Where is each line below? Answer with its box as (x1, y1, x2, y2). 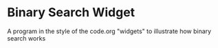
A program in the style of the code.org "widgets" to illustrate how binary (7, 27, 212, 35)
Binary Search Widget (7, 5, 135, 20)
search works (7, 34, 46, 42)
